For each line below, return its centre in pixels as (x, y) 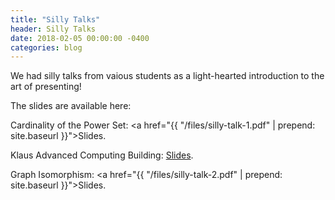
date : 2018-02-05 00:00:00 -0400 (80, 38)
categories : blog (46, 47)
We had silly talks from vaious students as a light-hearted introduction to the (167, 76)
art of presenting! (46, 87)
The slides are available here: (71, 106)
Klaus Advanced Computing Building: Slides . (102, 155)
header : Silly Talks (53, 29)
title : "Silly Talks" (55, 19)
